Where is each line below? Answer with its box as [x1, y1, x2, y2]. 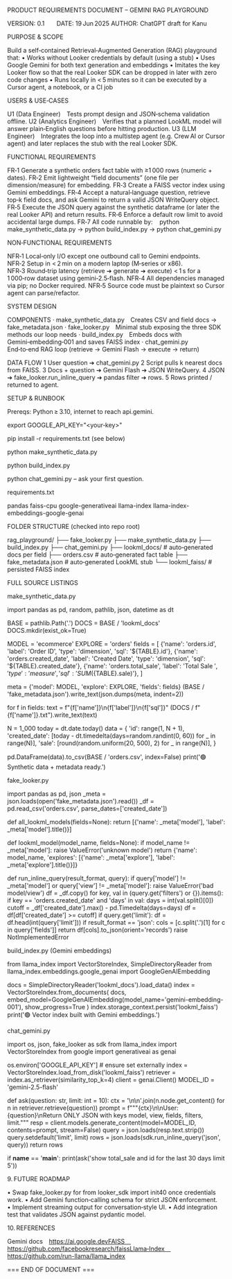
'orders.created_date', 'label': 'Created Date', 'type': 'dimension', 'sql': [7, 654, 206, 663]
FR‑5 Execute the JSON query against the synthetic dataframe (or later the [7, 203, 220, 211]
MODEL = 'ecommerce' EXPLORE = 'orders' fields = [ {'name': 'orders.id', [7, 640, 217, 647]
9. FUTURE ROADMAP [7, 1175, 71, 1183]
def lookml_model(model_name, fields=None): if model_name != [7, 839, 190, 846]
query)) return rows [7, 1140, 64, 1149]
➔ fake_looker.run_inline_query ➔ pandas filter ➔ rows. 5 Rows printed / [7, 374, 213, 381]
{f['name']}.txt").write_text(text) [7, 711, 98, 719]
